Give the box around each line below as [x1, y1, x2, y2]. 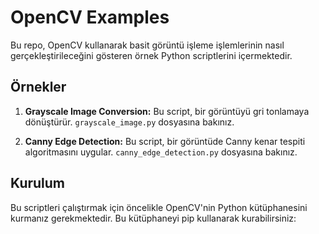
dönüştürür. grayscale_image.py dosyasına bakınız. [24, 116, 235, 128]
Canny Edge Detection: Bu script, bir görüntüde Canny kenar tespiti [24, 135, 306, 147]
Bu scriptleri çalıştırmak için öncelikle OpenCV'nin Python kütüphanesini [10, 201, 308, 213]
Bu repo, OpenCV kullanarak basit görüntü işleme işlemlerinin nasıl [10, 39, 285, 51]
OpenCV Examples [10, 6, 170, 29]
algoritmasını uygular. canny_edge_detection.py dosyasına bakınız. [24, 146, 298, 158]
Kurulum [10, 175, 66, 192]
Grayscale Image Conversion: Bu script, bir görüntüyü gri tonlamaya [24, 105, 310, 117]
